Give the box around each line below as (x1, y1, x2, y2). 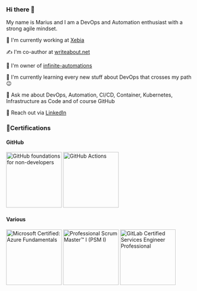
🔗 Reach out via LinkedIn (6, 109, 67, 116)
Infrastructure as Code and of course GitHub (6, 98, 115, 105)
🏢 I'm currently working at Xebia (6, 37, 85, 44)
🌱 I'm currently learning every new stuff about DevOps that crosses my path (6, 73, 192, 81)
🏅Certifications (6, 124, 51, 132)
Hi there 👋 (6, 5, 35, 14)
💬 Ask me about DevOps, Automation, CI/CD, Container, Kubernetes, (6, 91, 173, 98)
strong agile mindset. (6, 25, 58, 32)
